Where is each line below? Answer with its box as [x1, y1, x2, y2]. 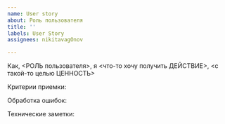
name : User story [7, 10, 58, 18]
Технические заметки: [7, 110, 75, 118]
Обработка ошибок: [7, 96, 67, 105]
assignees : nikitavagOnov [7, 36, 83, 43]
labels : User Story [7, 29, 65, 37]
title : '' [7, 23, 37, 30]
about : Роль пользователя [7, 17, 83, 24]
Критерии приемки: [7, 83, 67, 91]
